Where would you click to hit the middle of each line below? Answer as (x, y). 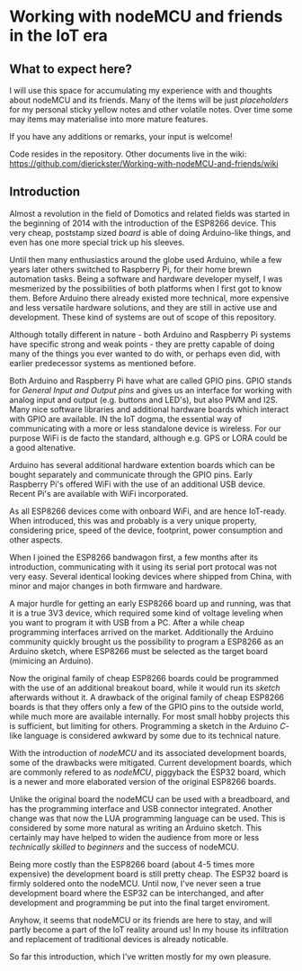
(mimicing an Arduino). (52, 661)
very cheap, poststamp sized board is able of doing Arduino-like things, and (150, 232)
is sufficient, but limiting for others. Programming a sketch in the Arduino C (147, 725)
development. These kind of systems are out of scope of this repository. (143, 317)
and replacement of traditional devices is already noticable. (119, 939)
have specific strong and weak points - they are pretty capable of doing (142, 344)
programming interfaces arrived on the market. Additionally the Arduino (142, 632)
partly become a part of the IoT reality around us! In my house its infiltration (149, 930)
